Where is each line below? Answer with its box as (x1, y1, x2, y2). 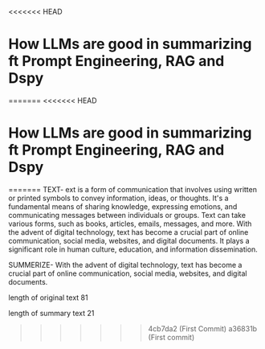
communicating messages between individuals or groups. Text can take (8, 210, 247, 220)
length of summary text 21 (8, 308, 95, 318)
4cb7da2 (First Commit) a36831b (148, 323, 258, 333)
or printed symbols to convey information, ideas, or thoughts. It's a (8, 193, 229, 203)
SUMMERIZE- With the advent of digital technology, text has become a (8, 260, 243, 269)
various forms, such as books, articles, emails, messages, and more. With (8, 219, 252, 228)
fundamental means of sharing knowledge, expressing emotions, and (8, 201, 238, 211)
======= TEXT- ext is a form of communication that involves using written (8, 184, 257, 194)
